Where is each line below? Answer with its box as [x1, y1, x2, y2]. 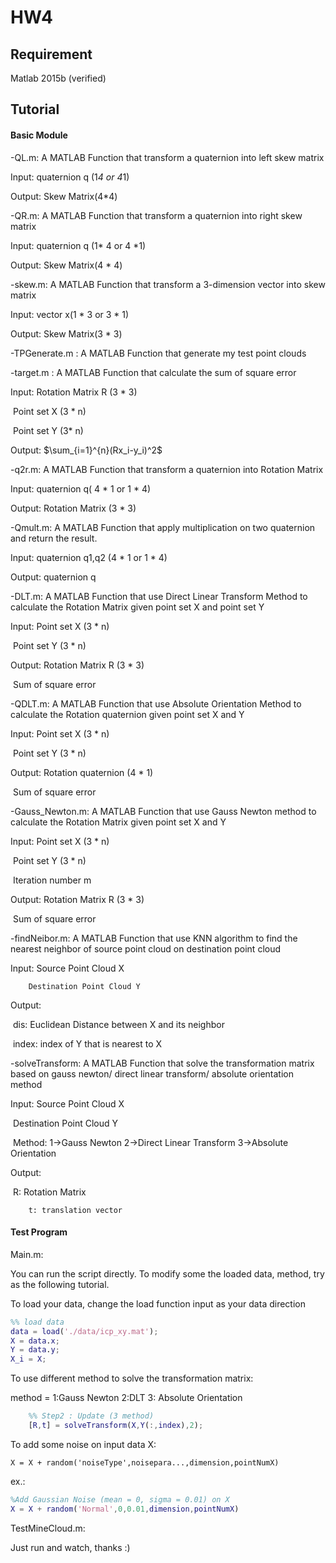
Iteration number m [12, 874, 92, 886]
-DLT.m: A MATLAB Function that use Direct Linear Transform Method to [10, 590, 308, 602]
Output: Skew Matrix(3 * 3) [10, 327, 123, 340]
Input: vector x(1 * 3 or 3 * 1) [10, 308, 130, 320]
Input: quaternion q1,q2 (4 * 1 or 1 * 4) [10, 551, 168, 563]
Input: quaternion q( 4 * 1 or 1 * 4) [10, 482, 152, 495]
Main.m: [10, 1248, 44, 1260]
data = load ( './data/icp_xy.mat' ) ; [10, 1326, 159, 1336]
